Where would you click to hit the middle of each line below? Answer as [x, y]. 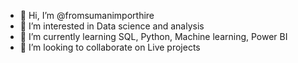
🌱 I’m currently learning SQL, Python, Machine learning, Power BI [153, 36]
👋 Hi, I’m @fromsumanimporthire [87, 15]
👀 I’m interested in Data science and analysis [112, 26]
